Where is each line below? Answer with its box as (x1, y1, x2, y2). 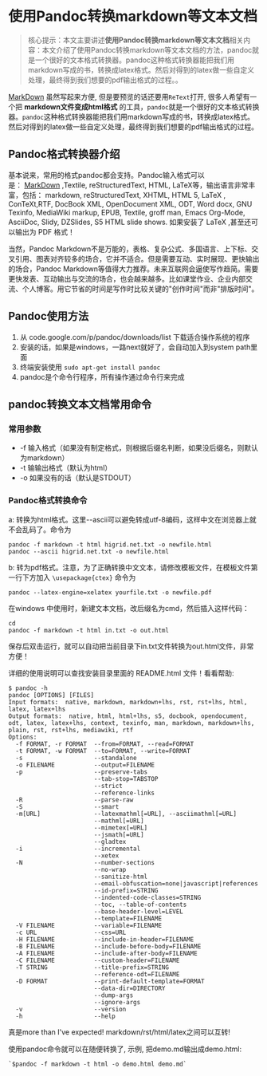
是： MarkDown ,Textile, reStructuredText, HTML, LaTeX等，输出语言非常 (8, 180, 249, 190)
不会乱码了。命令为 (8, 524, 72, 534)
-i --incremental (15, 845, 141, 853)
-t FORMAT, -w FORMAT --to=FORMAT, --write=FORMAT (15, 747, 191, 755)
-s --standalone (15, 754, 137, 762)
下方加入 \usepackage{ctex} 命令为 (22, 572, 136, 582)
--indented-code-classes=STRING (93, 893, 202, 901)
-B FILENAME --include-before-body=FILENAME (15, 942, 202, 950)
